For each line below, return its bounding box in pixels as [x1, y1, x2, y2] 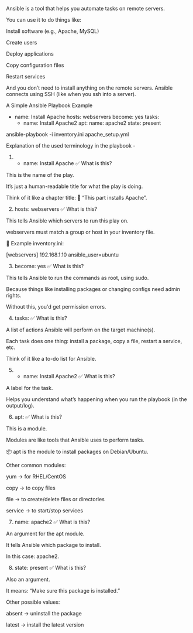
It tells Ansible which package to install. [6, 542, 101, 548]
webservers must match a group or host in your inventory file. [6, 228, 155, 235]
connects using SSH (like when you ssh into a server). [6, 91, 136, 97]
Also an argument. [6, 576, 50, 583]
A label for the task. [6, 385, 53, 391]
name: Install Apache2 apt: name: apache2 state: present [23, 119, 161, 126]
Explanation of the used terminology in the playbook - [6, 142, 136, 149]
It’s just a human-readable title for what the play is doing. [6, 183, 143, 190]
